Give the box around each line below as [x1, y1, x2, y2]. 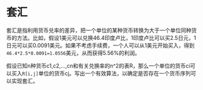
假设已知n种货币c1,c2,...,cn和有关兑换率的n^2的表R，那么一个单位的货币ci [6, 62, 190, 69]
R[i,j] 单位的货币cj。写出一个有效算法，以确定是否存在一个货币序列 [22, 69, 192, 77]
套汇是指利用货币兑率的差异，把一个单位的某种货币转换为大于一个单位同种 [6, 27, 192, 34]
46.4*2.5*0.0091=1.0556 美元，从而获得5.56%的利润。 [6, 49, 140, 56]
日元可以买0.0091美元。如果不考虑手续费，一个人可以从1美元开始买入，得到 [6, 42, 195, 49]
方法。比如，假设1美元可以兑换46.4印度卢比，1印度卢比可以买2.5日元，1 [16, 34, 196, 41]
